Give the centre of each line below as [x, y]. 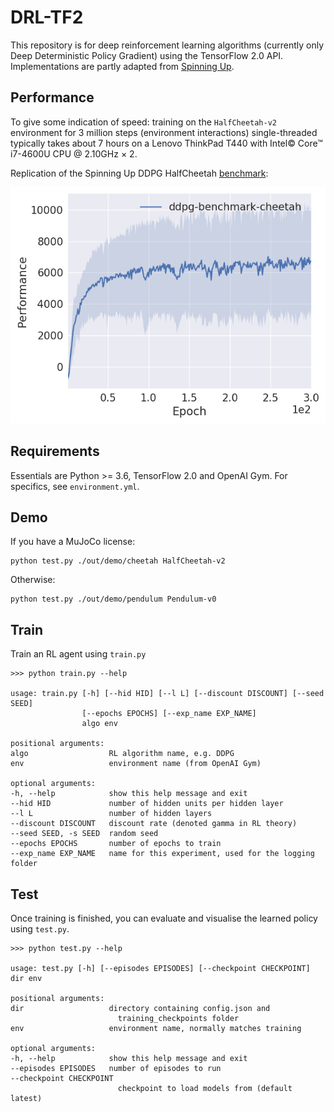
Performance [52, 97]
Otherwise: [33, 580]
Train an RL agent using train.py [78, 654]
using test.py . [40, 929]
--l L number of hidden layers [111, 814]
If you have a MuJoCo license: [73, 542]
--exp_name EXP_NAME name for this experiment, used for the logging [162, 854]
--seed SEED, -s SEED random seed [84, 834]
